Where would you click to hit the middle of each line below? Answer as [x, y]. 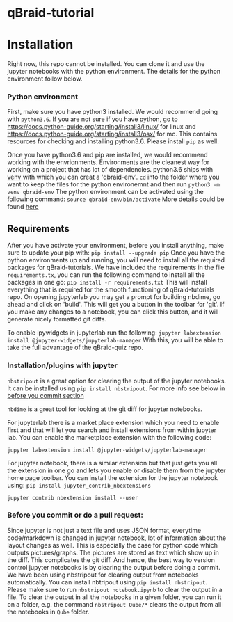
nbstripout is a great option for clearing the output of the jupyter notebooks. [117, 381]
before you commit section [46, 395]
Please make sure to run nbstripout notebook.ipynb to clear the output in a [115, 589]
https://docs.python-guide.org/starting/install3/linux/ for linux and [102, 127]
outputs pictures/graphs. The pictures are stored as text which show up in [113, 552]
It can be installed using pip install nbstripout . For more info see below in [116, 388]
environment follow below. [45, 79]
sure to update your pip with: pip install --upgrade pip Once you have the [116, 253]
